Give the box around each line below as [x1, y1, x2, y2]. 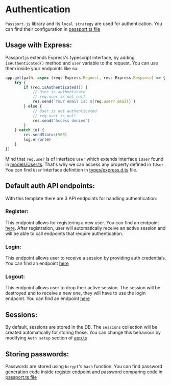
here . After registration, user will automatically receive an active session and [5, 225, 166, 231]
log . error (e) [23, 137, 52, 142]
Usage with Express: [5, 41, 72, 50]
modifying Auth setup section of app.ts [5, 335, 87, 341]
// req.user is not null [32, 94, 86, 99]
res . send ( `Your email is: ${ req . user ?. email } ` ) [32, 99, 136, 104]
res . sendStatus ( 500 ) [23, 132, 67, 138]
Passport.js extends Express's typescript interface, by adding [5, 54, 135, 60]
